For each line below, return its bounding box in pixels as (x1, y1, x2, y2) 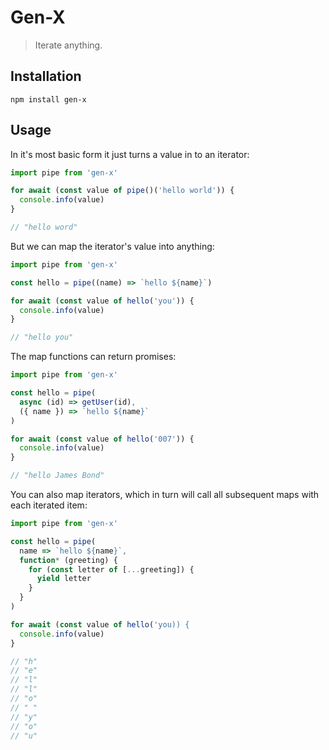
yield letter (36, 574, 92, 584)
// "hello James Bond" (10, 471, 105, 481)
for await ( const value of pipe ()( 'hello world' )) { (10, 186, 235, 196)
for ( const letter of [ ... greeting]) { (28, 564, 195, 575)
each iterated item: (10, 499, 88, 511)
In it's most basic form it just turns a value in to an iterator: (10, 148, 250, 160)
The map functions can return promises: (10, 351, 177, 363)
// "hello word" (10, 222, 78, 233)
